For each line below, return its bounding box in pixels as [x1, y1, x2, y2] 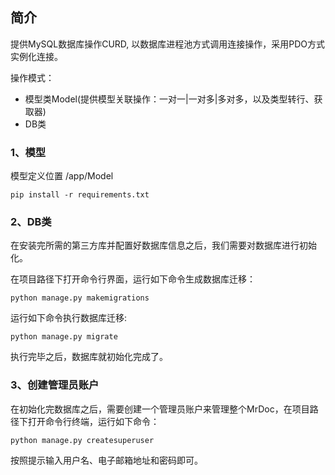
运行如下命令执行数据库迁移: [10, 312, 128, 324]
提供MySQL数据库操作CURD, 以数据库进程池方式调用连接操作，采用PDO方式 [10, 38, 326, 50]
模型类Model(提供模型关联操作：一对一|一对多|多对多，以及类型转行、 [24, 93, 315, 105]
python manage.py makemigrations [10, 293, 150, 303]
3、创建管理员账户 [10, 378, 100, 392]
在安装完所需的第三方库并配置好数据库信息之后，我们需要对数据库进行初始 [10, 239, 317, 252]
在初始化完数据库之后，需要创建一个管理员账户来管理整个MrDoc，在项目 [10, 403, 310, 415]
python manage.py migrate [10, 332, 118, 342]
